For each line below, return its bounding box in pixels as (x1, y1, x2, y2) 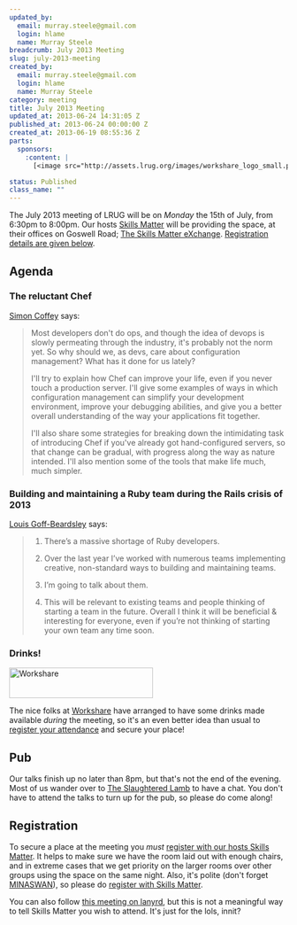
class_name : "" (9, 185, 65, 195)
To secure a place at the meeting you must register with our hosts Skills (9, 842, 270, 852)
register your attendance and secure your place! (9, 724, 186, 735)
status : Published (9, 177, 77, 186)
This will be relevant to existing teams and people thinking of (43, 597, 265, 608)
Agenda (9, 263, 54, 279)
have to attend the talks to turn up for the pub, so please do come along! (9, 792, 273, 803)
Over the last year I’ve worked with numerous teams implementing (43, 553, 286, 564)
